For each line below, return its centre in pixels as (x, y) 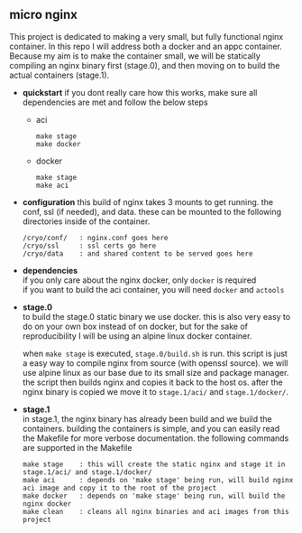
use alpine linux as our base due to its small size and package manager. (156, 372)
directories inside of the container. (86, 221)
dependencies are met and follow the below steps (115, 102)
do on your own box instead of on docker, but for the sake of (135, 326)
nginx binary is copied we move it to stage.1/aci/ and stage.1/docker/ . (156, 391)
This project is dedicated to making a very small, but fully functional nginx (146, 36)
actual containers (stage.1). (59, 75)
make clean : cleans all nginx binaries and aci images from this (156, 511)
